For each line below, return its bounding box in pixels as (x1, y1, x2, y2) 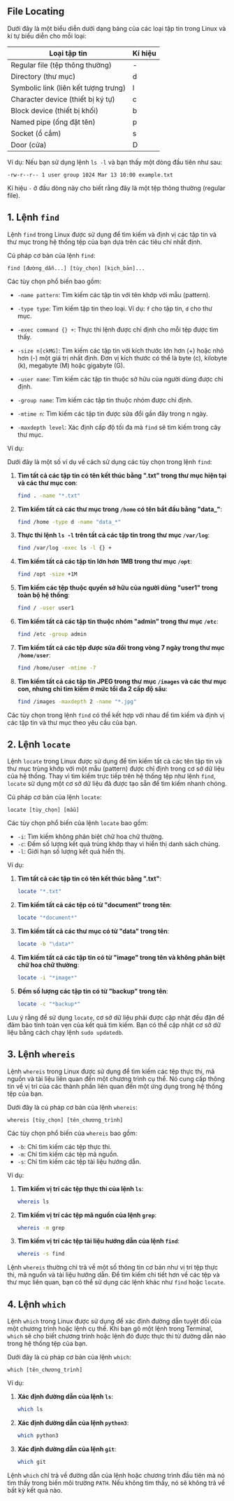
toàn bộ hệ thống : (17, 591, 70, 599)
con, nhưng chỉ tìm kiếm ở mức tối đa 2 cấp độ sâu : (17, 684, 168, 693)
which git (17, 1458, 47, 1465)
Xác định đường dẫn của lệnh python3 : (17, 1418, 129, 1427)
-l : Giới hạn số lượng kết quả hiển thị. (17, 848, 126, 856)
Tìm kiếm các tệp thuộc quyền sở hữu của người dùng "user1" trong (17, 583, 218, 592)
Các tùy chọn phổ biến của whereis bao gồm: (7, 1129, 138, 1137)
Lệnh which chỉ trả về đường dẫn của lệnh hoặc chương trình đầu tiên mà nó (7, 1471, 225, 1479)
